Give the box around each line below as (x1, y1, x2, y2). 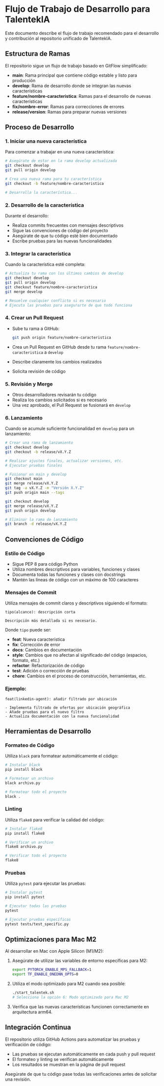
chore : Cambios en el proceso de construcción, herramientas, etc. (12, 673, 147, 679)
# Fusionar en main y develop (5, 472, 67, 477)
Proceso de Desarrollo (5, 123, 74, 131)
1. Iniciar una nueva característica (5, 138, 87, 145)
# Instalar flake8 (5, 826, 43, 831)
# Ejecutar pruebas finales (5, 463, 63, 468)
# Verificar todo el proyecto (5, 853, 67, 858)
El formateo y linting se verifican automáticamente (12, 1056, 114, 1062)
